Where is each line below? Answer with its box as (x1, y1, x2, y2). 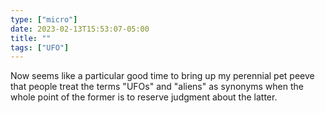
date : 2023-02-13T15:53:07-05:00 (10, 24, 150, 34)
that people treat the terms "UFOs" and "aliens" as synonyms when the (10, 81, 304, 93)
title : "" (10, 33, 52, 43)
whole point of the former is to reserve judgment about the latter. (10, 91, 278, 103)
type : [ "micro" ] (10, 14, 78, 25)
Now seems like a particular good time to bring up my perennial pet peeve (10, 70, 315, 82)
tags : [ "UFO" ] (10, 42, 70, 53)
